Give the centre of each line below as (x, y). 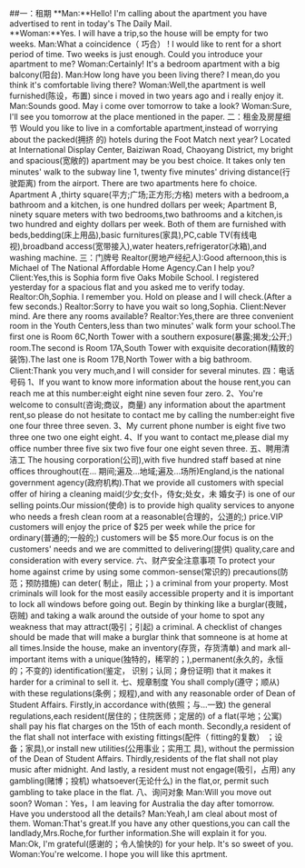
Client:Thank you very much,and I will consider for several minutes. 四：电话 (152, 370)
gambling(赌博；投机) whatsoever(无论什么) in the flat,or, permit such (139, 781)
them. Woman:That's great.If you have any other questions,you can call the (150, 823)
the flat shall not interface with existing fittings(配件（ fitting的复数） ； (142, 737)
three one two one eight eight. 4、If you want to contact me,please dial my (149, 437)
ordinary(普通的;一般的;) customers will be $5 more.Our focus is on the (142, 538)
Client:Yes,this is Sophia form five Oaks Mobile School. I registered (134, 277)
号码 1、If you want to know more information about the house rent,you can (150, 382)
